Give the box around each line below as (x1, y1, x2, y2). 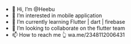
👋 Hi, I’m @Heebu (11, 6, 55, 12)
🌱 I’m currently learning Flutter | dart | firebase (11, 18, 126, 25)
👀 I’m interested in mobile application (11, 12, 103, 19)
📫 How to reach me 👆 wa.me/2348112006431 (11, 32, 125, 38)
